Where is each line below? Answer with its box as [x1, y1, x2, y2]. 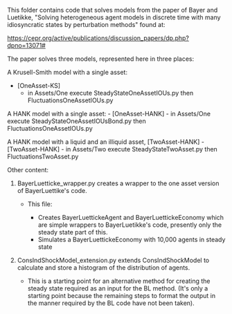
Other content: [7, 166, 49, 174]
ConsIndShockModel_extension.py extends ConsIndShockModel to [17, 256, 210, 264]
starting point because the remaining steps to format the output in [27, 292, 216, 299]
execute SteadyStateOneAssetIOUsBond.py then [7, 117, 147, 125]
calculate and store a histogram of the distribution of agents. [17, 264, 190, 272]
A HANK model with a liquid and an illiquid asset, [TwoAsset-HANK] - [7, 138, 204, 146]
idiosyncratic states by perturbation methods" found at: [7, 21, 166, 28]
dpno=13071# [7, 41, 46, 49]
